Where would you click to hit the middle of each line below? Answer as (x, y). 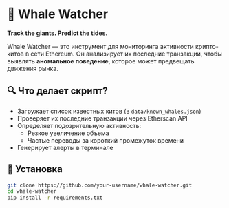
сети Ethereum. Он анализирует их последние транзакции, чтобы (126, 54)
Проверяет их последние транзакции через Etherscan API (102, 118)
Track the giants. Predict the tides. (57, 33)
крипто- (207, 46)
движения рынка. (33, 68)
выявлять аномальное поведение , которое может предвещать (101, 61)
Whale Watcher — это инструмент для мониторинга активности (100, 46)
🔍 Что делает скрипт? (57, 91)
